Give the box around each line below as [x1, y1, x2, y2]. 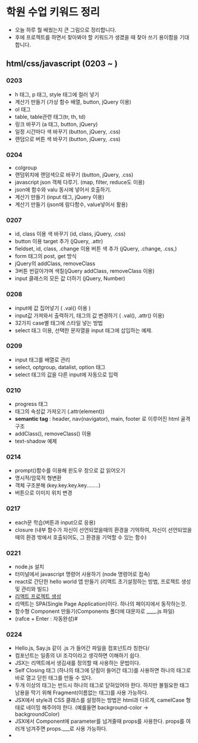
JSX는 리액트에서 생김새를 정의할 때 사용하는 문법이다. [14, 659, 141, 666]
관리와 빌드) [21, 585, 49, 592]
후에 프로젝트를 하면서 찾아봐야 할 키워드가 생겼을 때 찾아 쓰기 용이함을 [14, 33, 178, 40]
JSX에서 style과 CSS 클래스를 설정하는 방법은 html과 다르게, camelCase [14, 697, 185, 704]
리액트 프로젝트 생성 [14, 593, 61, 600]
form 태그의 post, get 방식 [14, 253, 77, 260]
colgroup [14, 164, 37, 171]
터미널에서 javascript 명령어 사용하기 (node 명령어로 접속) [14, 571, 150, 577]
